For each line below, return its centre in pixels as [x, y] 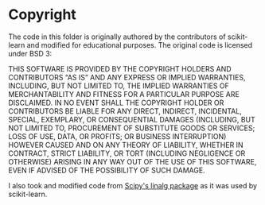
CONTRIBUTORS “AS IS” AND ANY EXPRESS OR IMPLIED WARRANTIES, [127, 77]
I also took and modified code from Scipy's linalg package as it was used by [132, 185]
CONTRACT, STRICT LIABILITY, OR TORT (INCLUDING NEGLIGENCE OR [127, 153]
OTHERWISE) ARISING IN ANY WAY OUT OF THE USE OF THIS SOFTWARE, [132, 161]
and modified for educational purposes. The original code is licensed [140, 44]
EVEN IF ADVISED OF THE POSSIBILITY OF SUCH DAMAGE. [107, 170]
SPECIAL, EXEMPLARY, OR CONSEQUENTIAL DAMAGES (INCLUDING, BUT [132, 119]
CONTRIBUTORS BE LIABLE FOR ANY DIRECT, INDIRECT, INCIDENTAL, [125, 111]
